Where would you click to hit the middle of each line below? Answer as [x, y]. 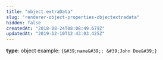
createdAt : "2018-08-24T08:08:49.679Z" [56, 28]
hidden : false [24, 23]
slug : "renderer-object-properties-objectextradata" [73, 17]
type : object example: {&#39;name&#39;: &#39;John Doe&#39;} [82, 50]
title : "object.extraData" [40, 12]
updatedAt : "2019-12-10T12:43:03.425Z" [56, 34]
